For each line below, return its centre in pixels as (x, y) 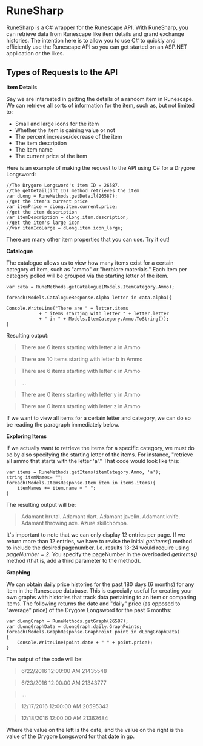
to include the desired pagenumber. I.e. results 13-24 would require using (98, 548)
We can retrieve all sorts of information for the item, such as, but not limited (101, 105)
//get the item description (42, 212)
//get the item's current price (47, 201)
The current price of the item (51, 156)
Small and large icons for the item (57, 124)
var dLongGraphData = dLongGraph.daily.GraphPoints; (74, 626)
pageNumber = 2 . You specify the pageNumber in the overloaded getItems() (102, 554)
